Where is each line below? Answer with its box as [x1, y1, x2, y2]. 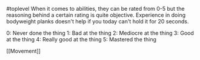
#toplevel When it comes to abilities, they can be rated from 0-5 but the [6, 5, 185, 12]
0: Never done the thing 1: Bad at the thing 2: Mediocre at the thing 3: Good [6, 29, 194, 37]
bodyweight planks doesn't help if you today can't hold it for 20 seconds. [6, 18, 189, 25]
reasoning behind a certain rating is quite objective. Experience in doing [6, 11, 186, 19]
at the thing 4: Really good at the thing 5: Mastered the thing [6, 36, 156, 43]
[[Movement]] [6, 47, 41, 55]
